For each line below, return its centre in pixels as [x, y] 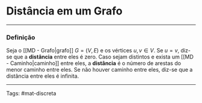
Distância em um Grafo [64, 11]
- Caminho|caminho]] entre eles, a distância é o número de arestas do [94, 63]
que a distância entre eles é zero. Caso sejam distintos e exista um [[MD [104, 57]
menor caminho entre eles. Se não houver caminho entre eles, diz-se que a [99, 70]
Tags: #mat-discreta [31, 93]
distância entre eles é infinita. [43, 76]
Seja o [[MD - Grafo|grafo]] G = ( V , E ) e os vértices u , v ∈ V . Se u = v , [93, 51]
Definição [21, 37]
